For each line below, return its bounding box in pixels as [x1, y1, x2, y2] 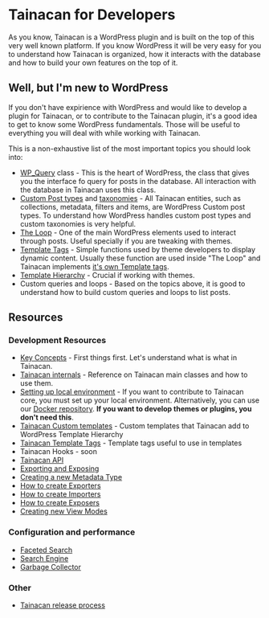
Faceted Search [19, 545, 73, 555]
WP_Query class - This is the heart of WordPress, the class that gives [19, 167, 251, 178]
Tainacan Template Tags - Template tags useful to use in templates [19, 438, 243, 448]
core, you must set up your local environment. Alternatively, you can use [19, 395, 260, 405]
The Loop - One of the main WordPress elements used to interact [19, 227, 237, 237]
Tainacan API [19, 456, 64, 465]
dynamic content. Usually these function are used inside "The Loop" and [19, 253, 261, 263]
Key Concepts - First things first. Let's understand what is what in [19, 353, 238, 362]
